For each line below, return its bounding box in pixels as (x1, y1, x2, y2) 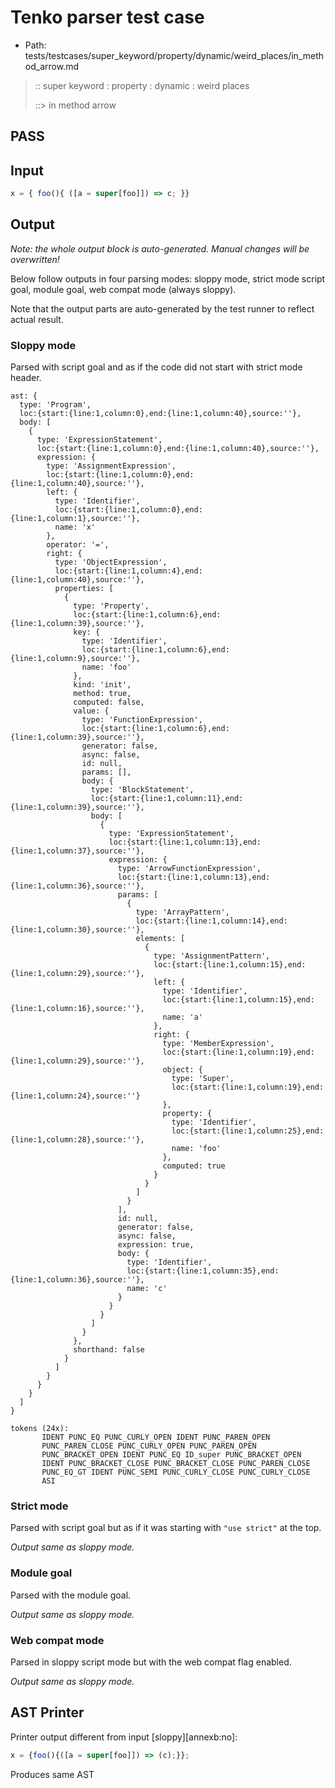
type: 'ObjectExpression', (54, 557, 168, 568)
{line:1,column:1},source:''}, (10, 514, 141, 524)
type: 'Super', (171, 1074, 235, 1084)
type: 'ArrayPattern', (135, 907, 230, 918)
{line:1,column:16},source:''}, (10, 1004, 145, 1014)
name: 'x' (54, 522, 97, 533)
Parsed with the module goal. (10, 1589, 132, 1601)
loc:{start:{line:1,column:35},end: (126, 1266, 280, 1276)
